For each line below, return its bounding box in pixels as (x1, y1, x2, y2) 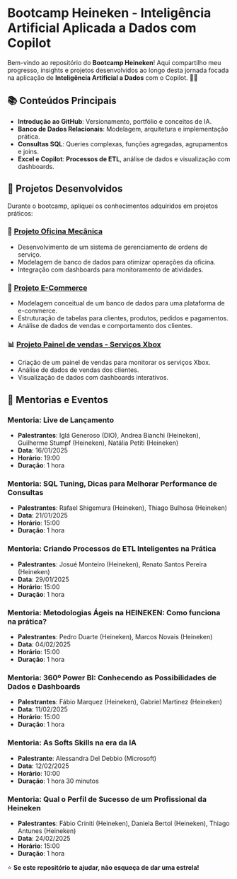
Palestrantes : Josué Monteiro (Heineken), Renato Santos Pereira (17, 560, 207, 569)
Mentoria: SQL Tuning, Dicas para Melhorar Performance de (7, 479, 217, 489)
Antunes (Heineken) (17, 826, 76, 835)
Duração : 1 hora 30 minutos (17, 776, 99, 785)
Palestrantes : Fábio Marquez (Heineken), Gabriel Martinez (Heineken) (17, 698, 223, 706)
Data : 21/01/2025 (17, 511, 69, 520)
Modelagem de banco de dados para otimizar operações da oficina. (17, 257, 216, 266)
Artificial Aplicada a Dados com (7, 20, 197, 36)
